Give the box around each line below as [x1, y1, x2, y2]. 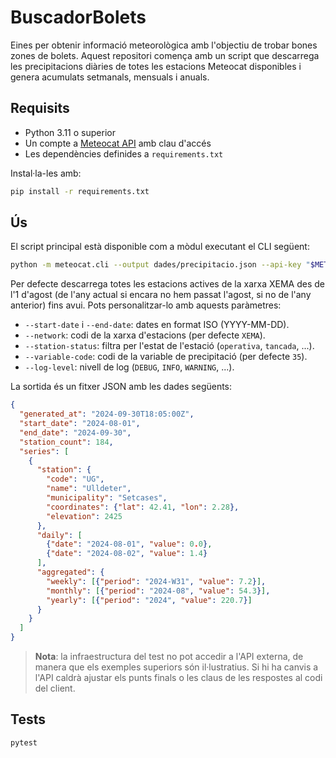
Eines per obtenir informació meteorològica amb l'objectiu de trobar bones [10, 39, 318, 51]
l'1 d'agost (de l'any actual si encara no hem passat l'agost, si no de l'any [10, 289, 312, 301]
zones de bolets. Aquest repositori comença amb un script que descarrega [10, 49, 320, 61]
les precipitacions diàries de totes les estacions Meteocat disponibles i [10, 60, 302, 72]
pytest [10, 737, 38, 748]
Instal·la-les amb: [10, 167, 82, 179]
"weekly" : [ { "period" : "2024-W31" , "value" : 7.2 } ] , [46, 576, 267, 586]
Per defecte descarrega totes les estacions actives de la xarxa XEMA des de [10, 278, 325, 290]
